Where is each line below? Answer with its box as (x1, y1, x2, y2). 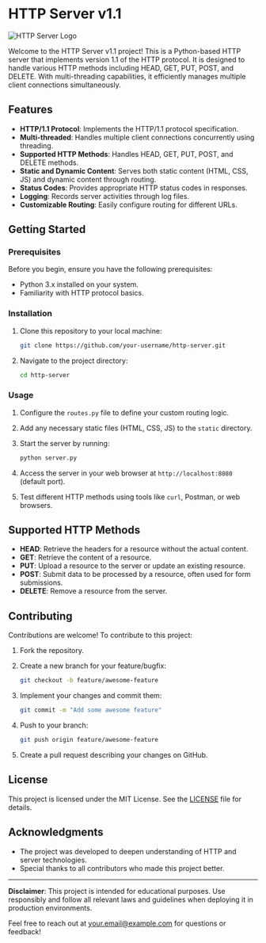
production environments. (8, 903, 93, 912)
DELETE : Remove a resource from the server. (19, 586, 168, 596)
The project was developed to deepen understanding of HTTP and (19, 846, 237, 856)
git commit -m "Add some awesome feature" (19, 706, 162, 714)
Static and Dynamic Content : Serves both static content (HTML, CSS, (19, 166, 249, 175)
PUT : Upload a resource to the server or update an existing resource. (19, 561, 245, 571)
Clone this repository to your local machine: (19, 326, 162, 335)
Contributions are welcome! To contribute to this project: (8, 631, 192, 640)
